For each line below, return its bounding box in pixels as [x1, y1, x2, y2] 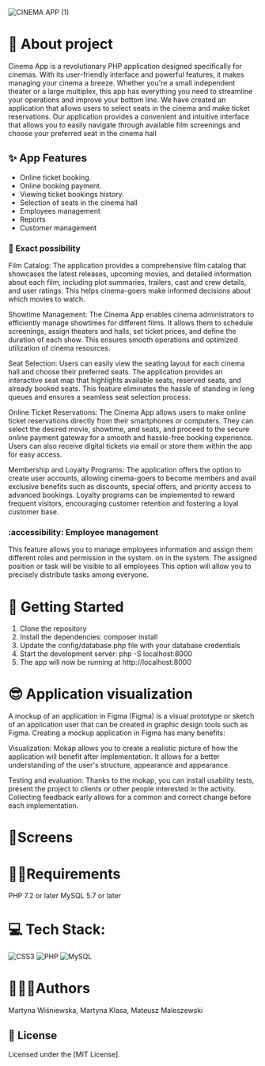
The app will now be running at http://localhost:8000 [19, 658, 191, 667]
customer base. [8, 507, 59, 517]
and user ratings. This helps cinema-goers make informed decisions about [8, 286, 252, 296]
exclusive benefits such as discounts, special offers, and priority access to [8, 482, 252, 491]
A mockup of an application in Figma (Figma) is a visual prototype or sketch [8, 711, 255, 721]
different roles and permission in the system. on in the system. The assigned [8, 553, 257, 563]
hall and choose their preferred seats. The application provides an [8, 367, 223, 377]
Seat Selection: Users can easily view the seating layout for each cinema [8, 358, 245, 368]
